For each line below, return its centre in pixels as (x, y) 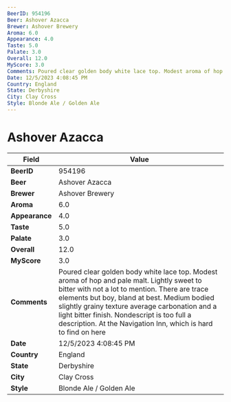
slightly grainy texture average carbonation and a (137, 306)
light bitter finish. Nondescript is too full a (125, 314)
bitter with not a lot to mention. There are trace (133, 289)
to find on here (82, 332)
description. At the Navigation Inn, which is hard (135, 323)
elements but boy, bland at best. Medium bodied (136, 297)
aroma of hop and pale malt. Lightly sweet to (130, 280)
